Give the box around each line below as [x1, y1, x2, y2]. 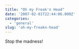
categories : [5, 16, 29, 21]
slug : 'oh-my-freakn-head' [5, 25, 60, 30]
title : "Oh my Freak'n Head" [5, 7, 65, 12]
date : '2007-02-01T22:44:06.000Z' [5, 12, 76, 16]
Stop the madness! [5, 38, 43, 44]
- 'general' [9, 20, 34, 26]
